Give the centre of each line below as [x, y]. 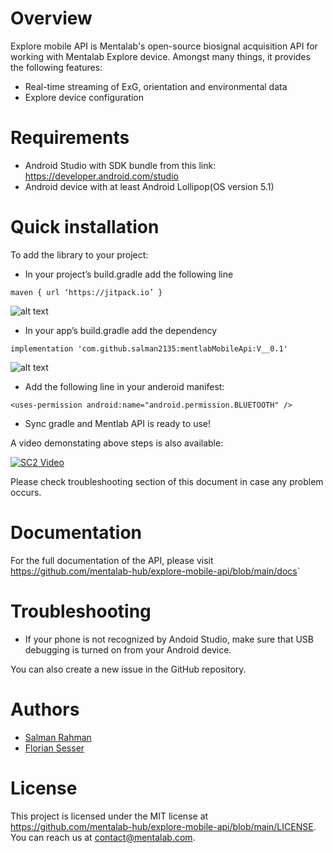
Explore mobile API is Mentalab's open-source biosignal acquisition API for [164, 46]
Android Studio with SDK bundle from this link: [120, 165]
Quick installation [85, 227]
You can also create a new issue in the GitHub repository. [128, 669]
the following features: [56, 67]
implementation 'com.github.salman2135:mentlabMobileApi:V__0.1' [149, 348]
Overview [51, 18]
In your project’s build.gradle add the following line [129, 274]
